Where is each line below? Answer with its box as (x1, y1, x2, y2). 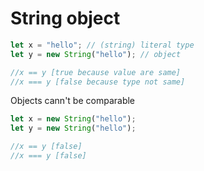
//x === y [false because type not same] (10, 77, 186, 87)
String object (10, 7, 121, 30)
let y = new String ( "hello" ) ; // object (10, 49, 182, 59)
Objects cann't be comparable (10, 95, 136, 107)
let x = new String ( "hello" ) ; (10, 114, 137, 124)
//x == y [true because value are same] (10, 67, 182, 77)
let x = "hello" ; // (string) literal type (10, 40, 195, 50)
